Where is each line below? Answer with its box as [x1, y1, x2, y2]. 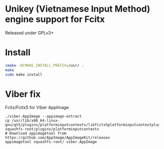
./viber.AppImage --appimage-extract [5, 114, 82, 119]
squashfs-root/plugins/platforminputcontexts [5, 127, 99, 132]
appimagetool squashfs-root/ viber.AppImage [5, 140, 97, 145]
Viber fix [5, 89, 41, 99]
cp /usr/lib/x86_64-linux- [5, 118, 60, 123]
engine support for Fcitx [5, 14, 105, 25]
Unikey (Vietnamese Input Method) [5, 3, 150, 15]
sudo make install [5, 72, 42, 77]
